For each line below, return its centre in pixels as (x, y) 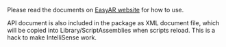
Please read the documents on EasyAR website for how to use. (96, 10)
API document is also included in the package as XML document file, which (113, 23)
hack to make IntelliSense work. (52, 37)
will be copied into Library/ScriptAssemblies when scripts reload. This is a (111, 30)
